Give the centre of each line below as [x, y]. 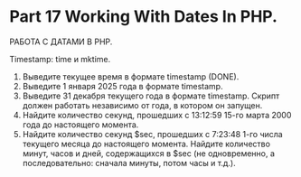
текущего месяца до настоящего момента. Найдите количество [146, 144]
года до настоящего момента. [80, 125]
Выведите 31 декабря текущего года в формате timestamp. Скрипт [151, 96]
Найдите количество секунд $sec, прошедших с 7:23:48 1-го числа [152, 134]
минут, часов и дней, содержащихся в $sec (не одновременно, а [149, 153]
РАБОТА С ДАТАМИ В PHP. [61, 42]
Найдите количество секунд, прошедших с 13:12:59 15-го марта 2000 [157, 115]
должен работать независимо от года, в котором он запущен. [142, 105]
